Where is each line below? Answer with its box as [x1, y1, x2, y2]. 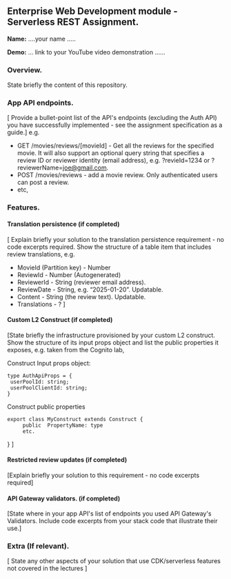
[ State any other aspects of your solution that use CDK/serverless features [7, 557, 221, 565]
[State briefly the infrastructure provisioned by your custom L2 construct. [7, 331, 216, 339]
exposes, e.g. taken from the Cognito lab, [7, 345, 125, 354]
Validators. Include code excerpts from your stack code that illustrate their [7, 517, 218, 525]
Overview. [7, 65, 43, 74]
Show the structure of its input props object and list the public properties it [7, 338, 219, 347]
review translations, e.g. [7, 250, 75, 258]
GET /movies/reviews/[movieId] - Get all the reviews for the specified [17, 141, 214, 150]
